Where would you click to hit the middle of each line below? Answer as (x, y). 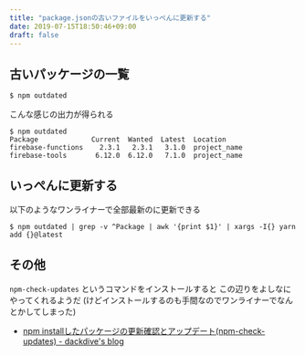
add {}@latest (37, 235)
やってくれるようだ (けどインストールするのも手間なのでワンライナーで (143, 300)
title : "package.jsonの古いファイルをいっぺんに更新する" (110, 18)
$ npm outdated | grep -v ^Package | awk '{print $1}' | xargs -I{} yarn (153, 226)
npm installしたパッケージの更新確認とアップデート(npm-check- (144, 330)
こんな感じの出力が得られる (62, 114)
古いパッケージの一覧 (69, 74)
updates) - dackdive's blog (74, 341)
